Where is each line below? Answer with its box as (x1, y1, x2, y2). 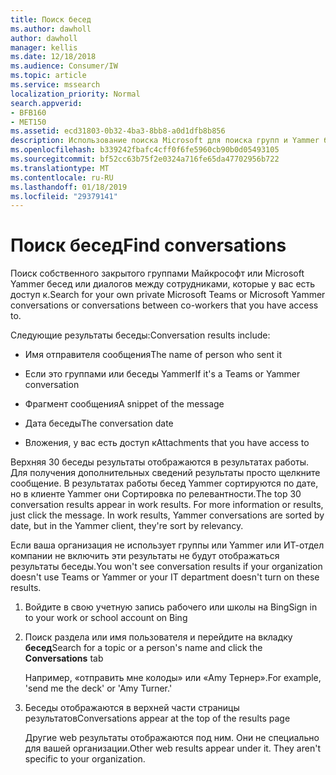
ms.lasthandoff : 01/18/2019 (10, 182, 128, 192)
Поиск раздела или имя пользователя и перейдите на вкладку (24, 631, 293, 643)
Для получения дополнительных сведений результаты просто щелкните (10, 467, 321, 479)
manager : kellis (10, 42, 78, 53)
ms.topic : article (10, 71, 87, 81)
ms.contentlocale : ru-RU (10, 172, 114, 183)
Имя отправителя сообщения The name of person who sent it (24, 349, 283, 361)
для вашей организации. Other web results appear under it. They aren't (24, 742, 321, 755)
